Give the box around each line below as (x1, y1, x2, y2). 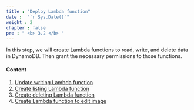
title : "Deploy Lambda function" (6, 8, 91, 15)
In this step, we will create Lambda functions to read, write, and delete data (6, 46, 189, 53)
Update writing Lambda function (14, 79, 93, 86)
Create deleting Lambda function (14, 91, 95, 98)
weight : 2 (6, 19, 33, 25)
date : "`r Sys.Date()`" (6, 14, 69, 20)
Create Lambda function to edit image (14, 98, 107, 105)
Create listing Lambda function (14, 85, 90, 92)
